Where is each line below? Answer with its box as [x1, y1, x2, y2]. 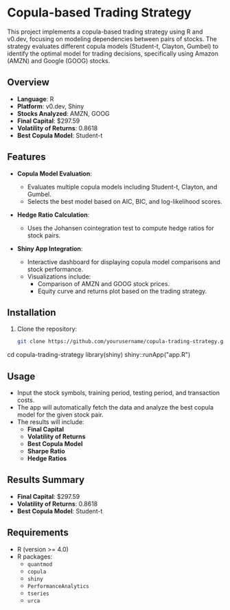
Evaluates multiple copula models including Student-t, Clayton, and [27, 183, 218, 191]
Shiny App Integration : [16, 244, 83, 253]
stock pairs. [27, 231, 61, 239]
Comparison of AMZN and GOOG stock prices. [37, 279, 170, 288]
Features [7, 151, 46, 163]
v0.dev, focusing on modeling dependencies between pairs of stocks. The [7, 34, 218, 43]
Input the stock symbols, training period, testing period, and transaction [16, 389, 220, 397]
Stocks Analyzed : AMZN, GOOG [16, 109, 110, 117]
